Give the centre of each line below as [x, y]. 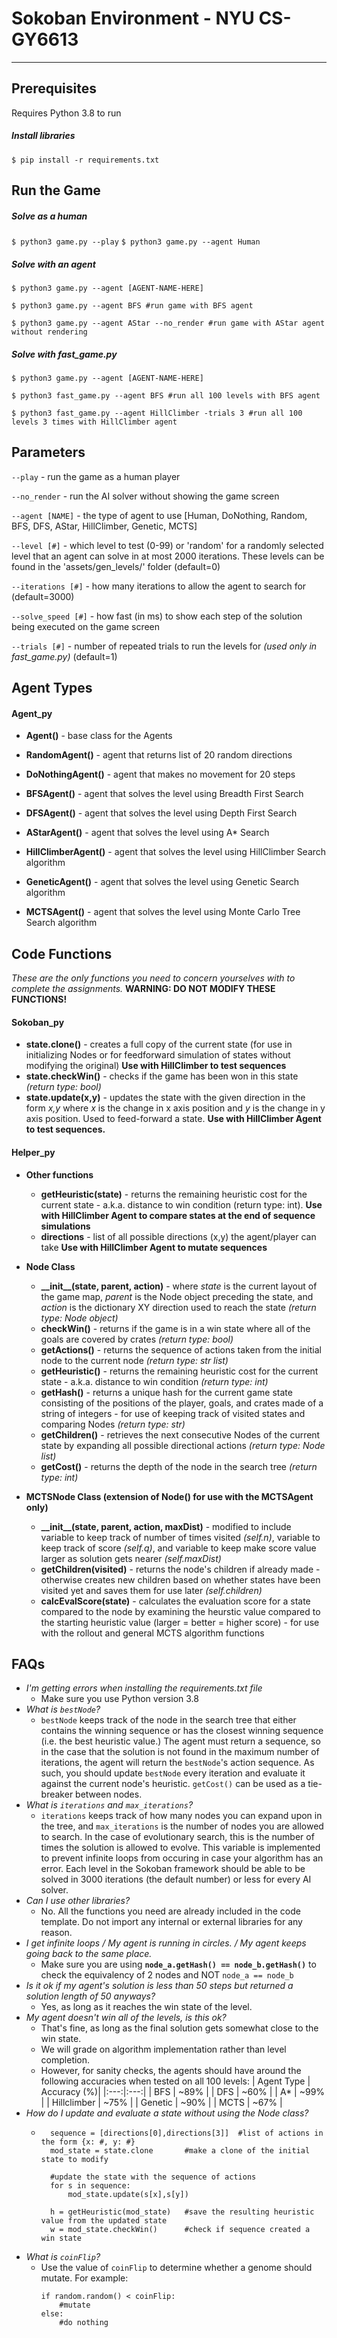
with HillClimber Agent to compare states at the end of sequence [178, 1215]
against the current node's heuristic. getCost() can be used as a [173, 1784]
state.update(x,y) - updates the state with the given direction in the [165, 1098]
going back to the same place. [89, 1954]
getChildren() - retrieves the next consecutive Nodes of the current [180, 1434]
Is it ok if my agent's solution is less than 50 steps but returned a [159, 1986]
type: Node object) [79, 1318]
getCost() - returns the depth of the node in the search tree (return [179, 1466]
